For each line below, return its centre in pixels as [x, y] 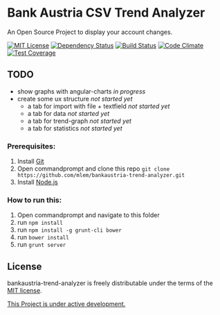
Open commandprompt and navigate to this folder [89, 215]
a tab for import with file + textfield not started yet [99, 106]
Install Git [30, 162]
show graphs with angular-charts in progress [81, 91]
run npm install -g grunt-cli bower [70, 230]
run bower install [43, 237]
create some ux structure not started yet [75, 99]
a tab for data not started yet [68, 113]
